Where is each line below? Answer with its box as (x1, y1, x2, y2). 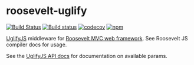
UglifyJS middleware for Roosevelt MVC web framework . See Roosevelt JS (6, 35, 188, 42)
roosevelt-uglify (6, 4, 87, 18)
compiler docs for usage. (6, 41, 67, 48)
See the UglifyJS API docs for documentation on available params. (6, 52, 168, 59)
